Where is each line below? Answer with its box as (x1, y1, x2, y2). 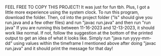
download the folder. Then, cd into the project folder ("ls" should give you (5, 15, 153, 20)
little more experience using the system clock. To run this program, (5, 9, 140, 15)
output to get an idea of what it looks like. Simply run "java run (5, 35, 130, 41)
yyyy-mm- (130, 35, 152, 41)
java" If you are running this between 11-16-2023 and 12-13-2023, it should (5, 25, 155, 31)
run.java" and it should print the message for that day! (5, 46, 113, 51)
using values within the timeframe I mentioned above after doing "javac (13, 40, 157, 46)
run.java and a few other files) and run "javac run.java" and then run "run (5, 19, 151, 25)
